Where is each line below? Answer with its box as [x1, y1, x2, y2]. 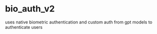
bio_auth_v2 [5, 3, 55, 14]
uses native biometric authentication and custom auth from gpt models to [5, 19, 153, 25]
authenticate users [5, 24, 43, 30]
